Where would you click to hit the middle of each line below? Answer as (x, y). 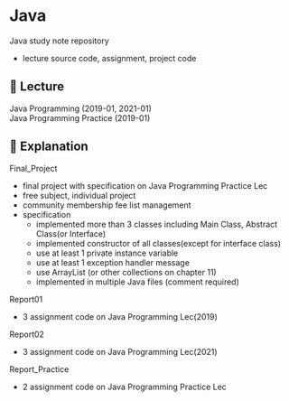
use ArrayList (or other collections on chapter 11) (126, 272)
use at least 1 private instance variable (107, 253)
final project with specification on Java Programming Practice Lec (145, 185)
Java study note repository (60, 41)
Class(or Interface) (71, 233)
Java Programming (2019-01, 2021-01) (80, 108)
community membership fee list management (107, 205)
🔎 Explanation (49, 147)
